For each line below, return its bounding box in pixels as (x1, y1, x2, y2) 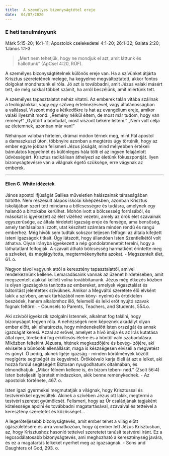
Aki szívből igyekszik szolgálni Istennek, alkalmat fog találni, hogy (5, 313, 141, 319)
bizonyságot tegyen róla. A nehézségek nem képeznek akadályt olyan (5, 319, 150, 325)
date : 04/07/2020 (5, 12, 44, 17)
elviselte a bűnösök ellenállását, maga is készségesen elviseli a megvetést (5, 345, 159, 351)
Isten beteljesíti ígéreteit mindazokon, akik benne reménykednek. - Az (5, 372, 150, 378)
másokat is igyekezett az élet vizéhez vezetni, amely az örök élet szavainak (5, 213, 161, 219)
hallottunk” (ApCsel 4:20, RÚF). (17, 60, 83, 66)
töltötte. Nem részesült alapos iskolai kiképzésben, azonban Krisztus (5, 197, 147, 203)
